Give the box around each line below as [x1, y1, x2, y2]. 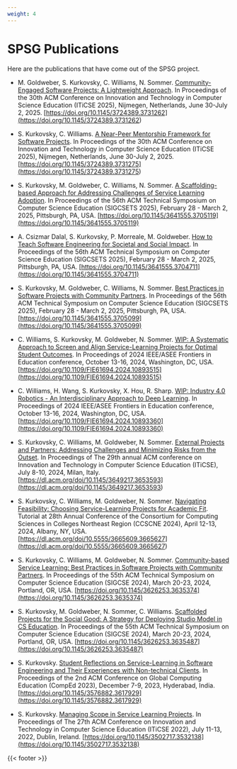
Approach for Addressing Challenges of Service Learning [37, 189, 205, 197]
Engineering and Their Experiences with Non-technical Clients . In [17, 666, 209, 674]
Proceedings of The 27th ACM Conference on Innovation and [17, 717, 197, 726]
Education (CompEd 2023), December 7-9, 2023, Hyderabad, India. [17, 681, 216, 690]
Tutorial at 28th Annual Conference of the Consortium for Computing [17, 512, 219, 520]
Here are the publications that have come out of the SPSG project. [7, 64, 200, 73]
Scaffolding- [180, 181, 218, 189]
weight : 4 [7, 10, 37, 18]
